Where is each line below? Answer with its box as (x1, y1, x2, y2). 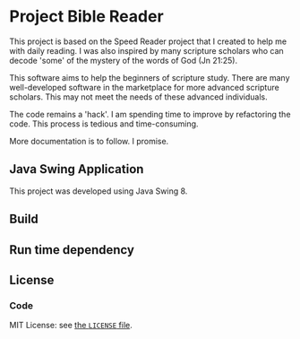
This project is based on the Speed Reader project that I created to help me (9, 36, 287, 47)
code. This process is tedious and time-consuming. (9, 118, 199, 129)
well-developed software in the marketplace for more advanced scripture (9, 82, 279, 92)
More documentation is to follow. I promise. (9, 135, 169, 146)
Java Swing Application (9, 161, 144, 177)
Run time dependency (9, 242, 134, 257)
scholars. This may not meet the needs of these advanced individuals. (9, 91, 268, 102)
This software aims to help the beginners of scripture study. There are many (9, 72, 290, 83)
